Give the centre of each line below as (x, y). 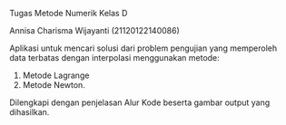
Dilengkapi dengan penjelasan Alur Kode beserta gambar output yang (140, 102)
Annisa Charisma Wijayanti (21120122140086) (94, 30)
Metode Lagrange (56, 75)
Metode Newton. (54, 85)
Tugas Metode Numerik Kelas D (69, 13)
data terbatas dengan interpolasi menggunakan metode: (114, 58)
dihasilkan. (30, 112)
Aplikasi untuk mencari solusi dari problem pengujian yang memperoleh (143, 48)
